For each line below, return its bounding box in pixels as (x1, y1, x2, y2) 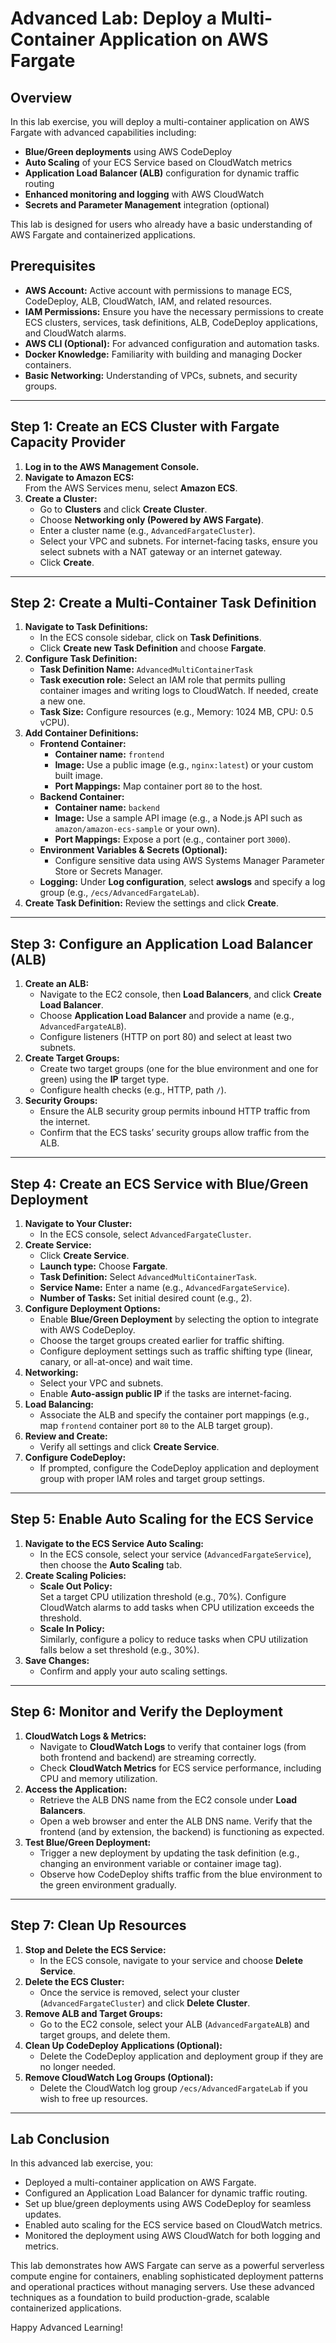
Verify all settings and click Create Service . (39, 1441, 220, 1453)
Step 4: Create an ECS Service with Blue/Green (10, 1175, 309, 1192)
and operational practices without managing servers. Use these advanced (10, 2281, 315, 2293)
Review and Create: (24, 1430, 108, 1442)
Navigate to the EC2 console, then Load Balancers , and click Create (39, 988, 322, 1001)
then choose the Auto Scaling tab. (39, 1558, 183, 1571)
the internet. (39, 1116, 91, 1128)
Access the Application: (24, 1783, 128, 1795)
